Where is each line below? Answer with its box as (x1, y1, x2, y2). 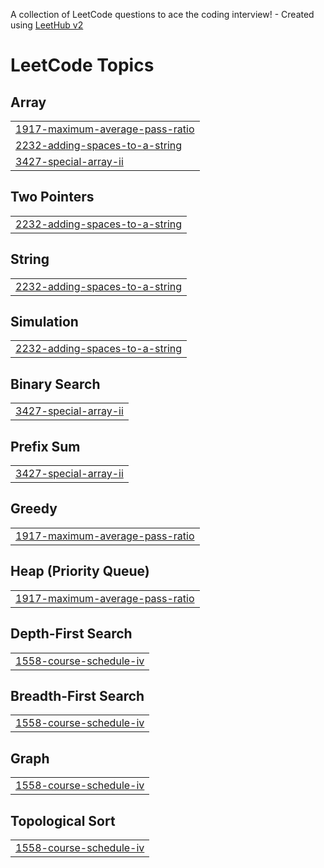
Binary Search (10, 375, 101, 393)
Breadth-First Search (10, 687, 145, 704)
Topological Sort (10, 812, 116, 829)
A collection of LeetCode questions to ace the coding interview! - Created (10, 9, 315, 20)
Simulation (10, 314, 79, 331)
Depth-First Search (10, 625, 133, 643)
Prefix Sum (10, 438, 81, 455)
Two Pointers (10, 189, 95, 206)
